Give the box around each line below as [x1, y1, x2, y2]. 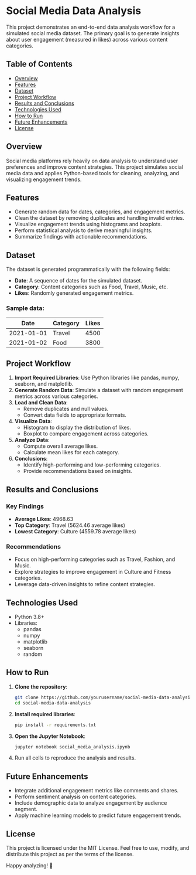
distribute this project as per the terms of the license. [6, 851, 134, 858]
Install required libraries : [14, 710, 76, 717]
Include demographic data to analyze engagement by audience [14, 799, 167, 806]
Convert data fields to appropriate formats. [23, 411, 127, 418]
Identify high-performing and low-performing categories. [23, 461, 161, 468]
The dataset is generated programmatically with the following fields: [6, 265, 170, 273]
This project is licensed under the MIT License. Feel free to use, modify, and [6, 845, 190, 852]
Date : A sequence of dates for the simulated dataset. [14, 277, 142, 284]
